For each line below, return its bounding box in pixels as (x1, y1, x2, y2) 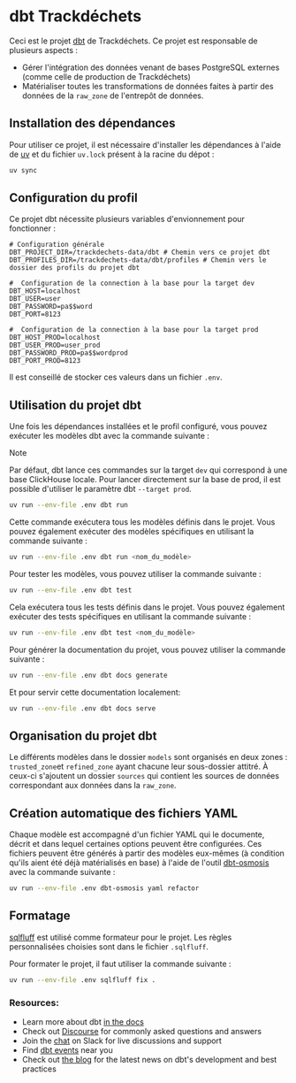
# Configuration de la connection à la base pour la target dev (9, 279, 254, 288)
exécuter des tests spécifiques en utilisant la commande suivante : (9, 611, 252, 621)
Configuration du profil (9, 190, 139, 205)
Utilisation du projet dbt (9, 397, 141, 412)
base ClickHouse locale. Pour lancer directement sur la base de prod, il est (9, 474, 281, 485)
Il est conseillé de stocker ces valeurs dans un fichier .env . (9, 372, 223, 382)
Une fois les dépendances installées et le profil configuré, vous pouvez (9, 421, 268, 432)
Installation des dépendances (9, 116, 176, 131)
